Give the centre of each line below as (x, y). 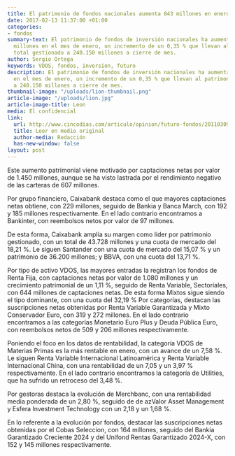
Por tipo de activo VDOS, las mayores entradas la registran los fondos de (112, 270)
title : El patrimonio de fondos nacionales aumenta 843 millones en (109, 14)
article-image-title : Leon (47, 105)
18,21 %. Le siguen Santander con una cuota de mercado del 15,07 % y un (114, 249)
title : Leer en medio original (59, 131)
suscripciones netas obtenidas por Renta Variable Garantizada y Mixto (108, 307)
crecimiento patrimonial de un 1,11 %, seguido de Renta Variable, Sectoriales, (117, 285)
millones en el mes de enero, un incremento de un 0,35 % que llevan (117, 46)
